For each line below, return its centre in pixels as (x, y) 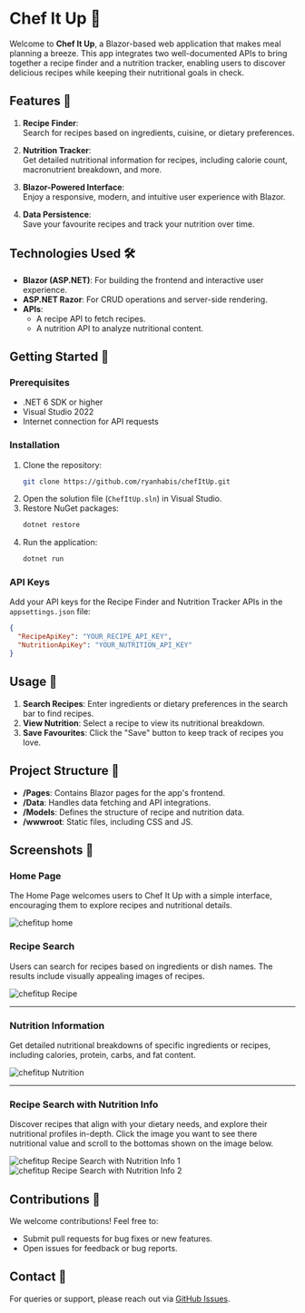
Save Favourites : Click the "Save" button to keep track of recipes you (153, 732)
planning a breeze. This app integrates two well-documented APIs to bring (148, 53)
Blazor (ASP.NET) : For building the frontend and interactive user (143, 279)
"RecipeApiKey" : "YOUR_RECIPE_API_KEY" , (95, 637)
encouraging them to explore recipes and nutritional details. (121, 906)
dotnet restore (51, 525)
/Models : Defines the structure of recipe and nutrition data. (133, 812)
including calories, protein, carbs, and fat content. (103, 1054)
